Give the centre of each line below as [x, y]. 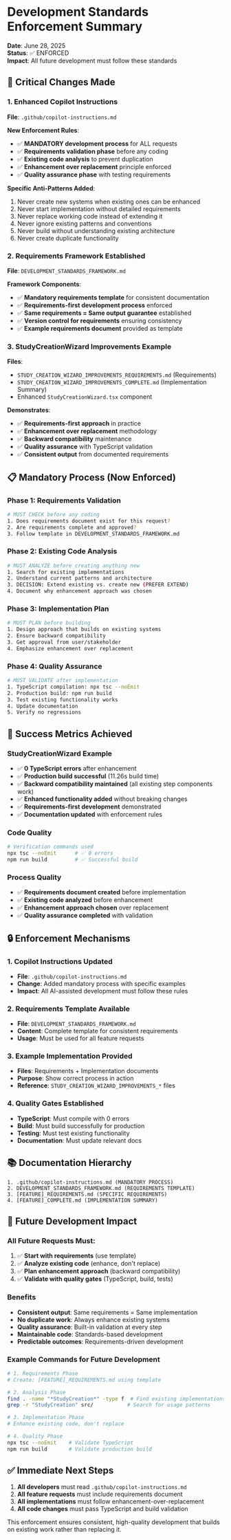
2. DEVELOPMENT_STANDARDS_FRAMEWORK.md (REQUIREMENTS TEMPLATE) [101, 1188]
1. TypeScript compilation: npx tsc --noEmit [73, 687]
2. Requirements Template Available [69, 1009]
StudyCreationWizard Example [59, 753]
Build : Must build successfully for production [81, 1125]
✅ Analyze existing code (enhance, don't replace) [89, 1264]
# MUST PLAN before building [49, 623]
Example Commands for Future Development [84, 1359]
